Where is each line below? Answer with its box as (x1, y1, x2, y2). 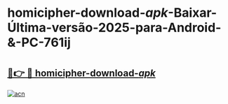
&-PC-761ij (7, 35, 72, 50)
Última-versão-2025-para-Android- (7, 20, 222, 36)
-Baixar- (168, 5, 217, 21)
